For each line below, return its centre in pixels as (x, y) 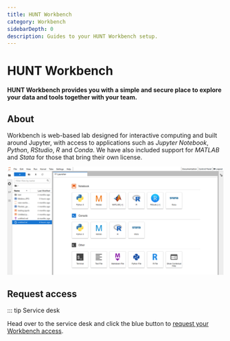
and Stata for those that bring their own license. (75, 157)
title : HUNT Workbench (39, 14)
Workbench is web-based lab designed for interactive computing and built (112, 135)
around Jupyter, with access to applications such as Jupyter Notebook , (108, 143)
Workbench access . (35, 331)
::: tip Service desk (34, 310)
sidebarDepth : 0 (30, 29)
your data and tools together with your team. (72, 97)
